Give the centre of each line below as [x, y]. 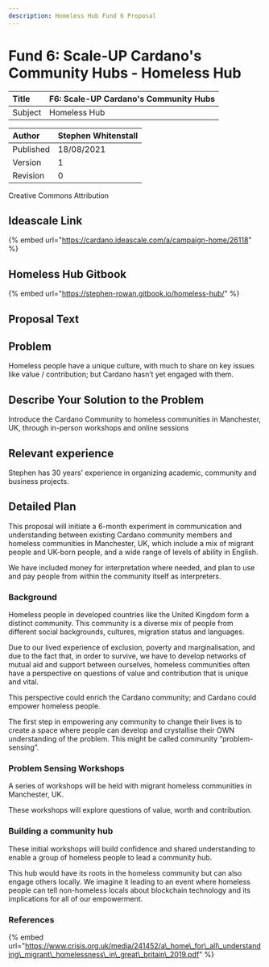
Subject [27, 112]
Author [26, 136]
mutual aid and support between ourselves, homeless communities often [129, 665]
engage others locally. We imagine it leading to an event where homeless [130, 881]
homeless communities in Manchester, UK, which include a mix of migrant [131, 543]
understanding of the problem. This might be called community [113, 739]
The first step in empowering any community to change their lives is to [125, 722]
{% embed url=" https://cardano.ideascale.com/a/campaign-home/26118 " [130, 240]
